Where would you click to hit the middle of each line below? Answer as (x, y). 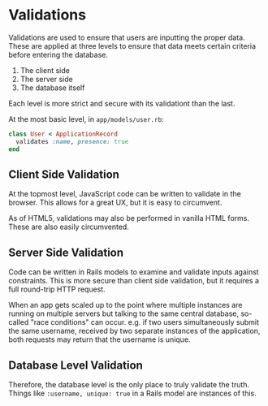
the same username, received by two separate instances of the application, (134, 331)
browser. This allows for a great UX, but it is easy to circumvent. (115, 203)
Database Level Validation (76, 365)
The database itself (52, 88)
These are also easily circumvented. (69, 227)
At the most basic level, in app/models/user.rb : (86, 119)
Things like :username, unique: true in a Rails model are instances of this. (133, 393)
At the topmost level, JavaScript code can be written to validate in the (125, 194)
